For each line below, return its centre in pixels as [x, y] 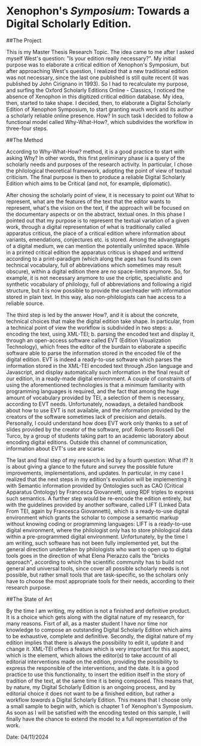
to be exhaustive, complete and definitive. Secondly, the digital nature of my [100, 636]
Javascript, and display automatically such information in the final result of [98, 372]
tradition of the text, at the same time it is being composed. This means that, [100, 681]
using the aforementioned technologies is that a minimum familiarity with [96, 385]
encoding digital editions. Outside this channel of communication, [87, 442]
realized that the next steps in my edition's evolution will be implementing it [99, 479]
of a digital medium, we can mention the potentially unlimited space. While [98, 246]
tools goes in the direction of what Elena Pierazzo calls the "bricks [88, 555]
